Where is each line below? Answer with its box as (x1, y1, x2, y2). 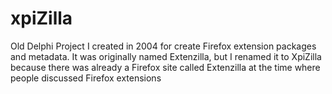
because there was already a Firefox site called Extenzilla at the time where (10, 61, 321, 73)
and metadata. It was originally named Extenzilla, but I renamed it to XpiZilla (10, 50, 322, 62)
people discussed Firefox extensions (10, 72, 162, 84)
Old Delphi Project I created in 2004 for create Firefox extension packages (10, 40, 317, 52)
